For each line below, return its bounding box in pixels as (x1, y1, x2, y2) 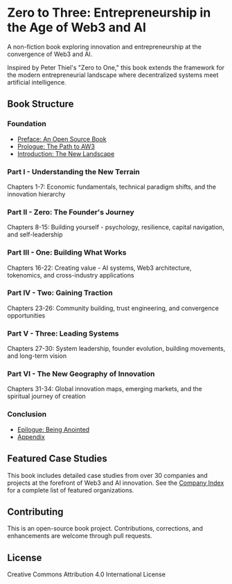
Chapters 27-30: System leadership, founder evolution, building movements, (7, 345, 226, 353)
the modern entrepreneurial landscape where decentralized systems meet (7, 71, 219, 79)
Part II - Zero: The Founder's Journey (7, 207, 135, 216)
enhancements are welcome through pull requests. (7, 532, 152, 540)
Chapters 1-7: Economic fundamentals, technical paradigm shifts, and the (7, 182, 217, 191)
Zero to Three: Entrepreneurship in (7, 5, 211, 21)
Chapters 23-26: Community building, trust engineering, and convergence (7, 304, 220, 312)
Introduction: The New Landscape (17, 149, 115, 157)
